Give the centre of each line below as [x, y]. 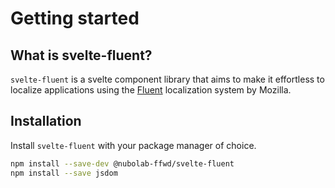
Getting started [75, 18]
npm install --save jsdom [64, 173]
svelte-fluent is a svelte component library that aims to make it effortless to [167, 79]
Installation [46, 121]
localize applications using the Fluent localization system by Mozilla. [151, 90]
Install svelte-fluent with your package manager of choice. [133, 145]
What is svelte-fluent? [81, 55]
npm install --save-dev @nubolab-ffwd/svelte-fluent [122, 163]
